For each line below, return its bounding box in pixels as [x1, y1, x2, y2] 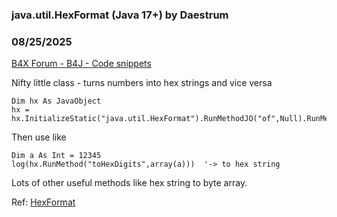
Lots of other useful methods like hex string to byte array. [11, 177, 248, 189]
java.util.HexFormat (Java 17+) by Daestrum [11, 8, 229, 22]
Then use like [11, 131, 67, 143]
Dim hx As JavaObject [11, 96, 102, 107]
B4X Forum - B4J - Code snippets [11, 58, 152, 70]
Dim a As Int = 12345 [11, 151, 102, 161]
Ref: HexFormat [11, 196, 76, 208]
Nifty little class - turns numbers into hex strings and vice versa [11, 77, 273, 89]
